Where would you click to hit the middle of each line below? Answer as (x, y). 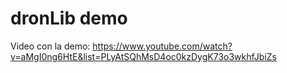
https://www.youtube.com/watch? (162, 46)
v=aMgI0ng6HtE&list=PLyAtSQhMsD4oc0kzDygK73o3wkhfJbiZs (143, 56)
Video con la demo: (50, 46)
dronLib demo (69, 18)
